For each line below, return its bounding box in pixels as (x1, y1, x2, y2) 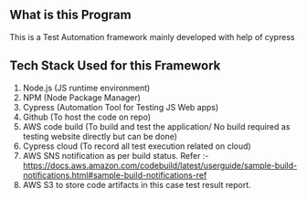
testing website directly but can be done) (22, 131, 178, 141)
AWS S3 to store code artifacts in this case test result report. (22, 179, 251, 190)
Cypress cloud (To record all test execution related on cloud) (22, 141, 251, 152)
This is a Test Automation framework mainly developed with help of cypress (9, 31, 295, 42)
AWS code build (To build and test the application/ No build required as (22, 120, 291, 131)
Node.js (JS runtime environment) (22, 82, 151, 93)
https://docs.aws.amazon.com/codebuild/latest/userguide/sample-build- (22, 160, 298, 171)
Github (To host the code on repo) (22, 111, 151, 122)
